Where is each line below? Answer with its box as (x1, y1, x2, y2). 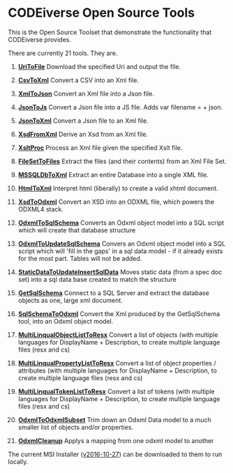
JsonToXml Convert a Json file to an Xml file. (17, 117, 149, 125)
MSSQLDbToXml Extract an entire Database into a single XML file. (17, 170, 209, 179)
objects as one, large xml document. (17, 296, 123, 304)
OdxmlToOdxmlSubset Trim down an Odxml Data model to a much (17, 415, 211, 423)
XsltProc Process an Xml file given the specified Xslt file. (17, 143, 183, 151)
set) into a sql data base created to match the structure (17, 275, 176, 283)
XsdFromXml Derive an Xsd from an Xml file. (17, 130, 149, 138)
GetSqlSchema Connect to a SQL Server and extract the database (17, 288, 210, 297)
